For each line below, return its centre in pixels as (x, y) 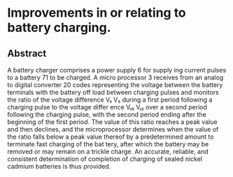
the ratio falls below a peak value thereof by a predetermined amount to (111, 137)
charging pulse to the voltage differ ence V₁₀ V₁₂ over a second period (107, 107)
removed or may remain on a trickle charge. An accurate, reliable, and (108, 152)
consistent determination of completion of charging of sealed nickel (105, 159)
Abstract (27, 53)
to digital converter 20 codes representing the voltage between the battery (115, 85)
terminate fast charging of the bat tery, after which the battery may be (108, 144)
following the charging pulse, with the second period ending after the (107, 114)
